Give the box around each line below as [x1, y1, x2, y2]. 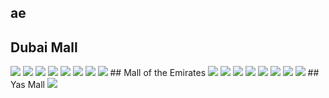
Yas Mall [10, 79, 45, 91]
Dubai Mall [10, 39, 78, 56]
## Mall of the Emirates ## [109, 67, 320, 79]
